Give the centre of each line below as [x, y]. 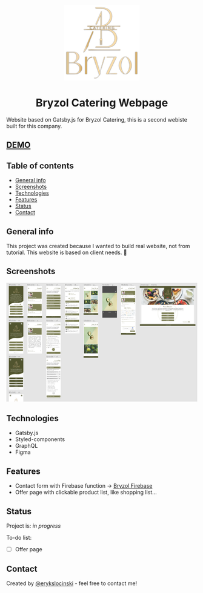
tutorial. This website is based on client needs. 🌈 [67, 252]
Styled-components [40, 439]
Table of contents [40, 165]
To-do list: [19, 538]
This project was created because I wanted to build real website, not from [98, 246]
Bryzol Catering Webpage [102, 103]
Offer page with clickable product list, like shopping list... [86, 493]
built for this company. [34, 126]
